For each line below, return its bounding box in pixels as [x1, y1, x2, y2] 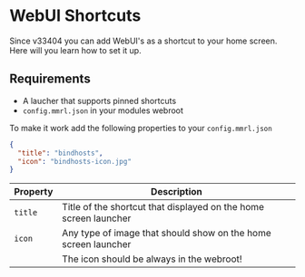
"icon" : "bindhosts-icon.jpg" [17, 157, 132, 166]
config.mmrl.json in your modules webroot [22, 105, 184, 116]
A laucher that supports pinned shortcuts [22, 95, 177, 106]
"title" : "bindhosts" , [17, 148, 103, 158]
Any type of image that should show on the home [62, 227, 272, 240]
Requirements [9, 72, 91, 87]
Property [14, 186, 54, 198]
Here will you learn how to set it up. [9, 44, 143, 55]
